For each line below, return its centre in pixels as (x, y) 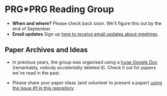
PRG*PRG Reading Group (59, 9)
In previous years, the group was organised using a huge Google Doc (85, 62)
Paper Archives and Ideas (46, 50)
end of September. (32, 28)
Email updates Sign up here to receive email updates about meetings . (85, 34)
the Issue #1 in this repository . (43, 88)
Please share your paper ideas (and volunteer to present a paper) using (87, 82)
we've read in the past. (36, 73)
